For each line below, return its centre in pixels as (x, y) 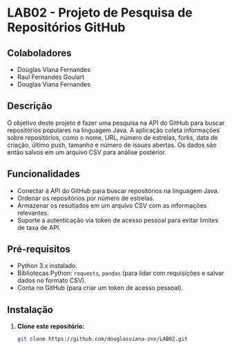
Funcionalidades (44, 174)
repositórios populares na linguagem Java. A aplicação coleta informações (113, 130)
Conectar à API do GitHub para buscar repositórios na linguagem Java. (118, 190)
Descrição (30, 106)
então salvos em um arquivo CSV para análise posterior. (87, 152)
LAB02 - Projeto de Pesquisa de (100, 13)
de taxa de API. (39, 227)
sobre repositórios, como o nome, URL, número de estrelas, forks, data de (113, 137)
